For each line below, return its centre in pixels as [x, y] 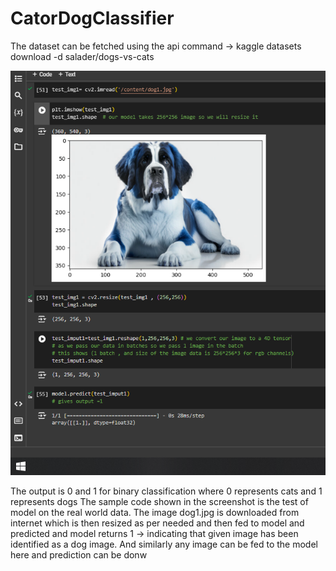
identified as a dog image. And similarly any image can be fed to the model [164, 544]
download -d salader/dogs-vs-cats [82, 56]
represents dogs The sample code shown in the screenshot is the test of [159, 502]
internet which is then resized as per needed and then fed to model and [157, 523]
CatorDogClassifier [92, 18]
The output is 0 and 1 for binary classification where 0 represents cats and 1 [166, 491]
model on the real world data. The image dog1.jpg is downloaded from [155, 513]
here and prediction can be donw [79, 555]
